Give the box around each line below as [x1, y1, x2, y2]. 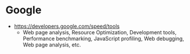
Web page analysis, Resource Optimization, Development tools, [22, 28, 177, 35]
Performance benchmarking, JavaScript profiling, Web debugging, [22, 35, 185, 42]
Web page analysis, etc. [22, 41, 81, 48]
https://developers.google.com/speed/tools [14, 23, 120, 30]
